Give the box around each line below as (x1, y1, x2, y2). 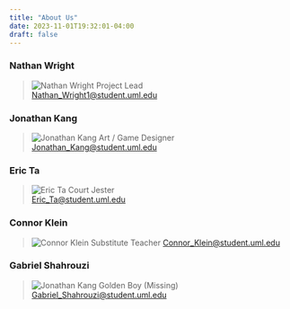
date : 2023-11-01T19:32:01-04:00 (9, 22, 135, 31)
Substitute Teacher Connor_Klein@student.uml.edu (91, 237, 281, 248)
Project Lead (95, 80, 144, 91)
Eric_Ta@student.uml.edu (31, 194, 126, 205)
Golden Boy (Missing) (98, 279, 179, 290)
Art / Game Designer (98, 132, 175, 143)
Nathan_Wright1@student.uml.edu (31, 89, 158, 100)
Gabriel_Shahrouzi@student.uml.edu (31, 289, 168, 300)
